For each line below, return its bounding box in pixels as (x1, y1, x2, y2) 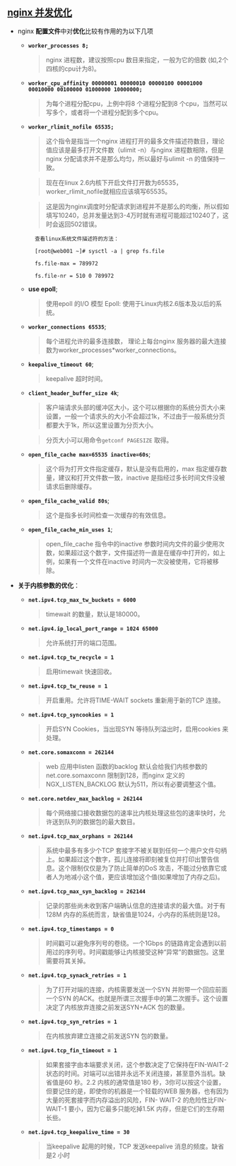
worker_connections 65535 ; (28, 322, 107, 331)
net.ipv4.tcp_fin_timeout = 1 (28, 1047, 118, 1054)
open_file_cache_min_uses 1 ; (28, 525, 113, 534)
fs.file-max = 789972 (34, 260, 99, 267)
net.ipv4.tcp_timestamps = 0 (28, 925, 114, 933)
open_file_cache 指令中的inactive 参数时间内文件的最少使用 (45, 539, 219, 548)
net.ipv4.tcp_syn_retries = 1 (28, 1018, 118, 1025)
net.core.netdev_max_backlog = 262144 (28, 795, 143, 802)
